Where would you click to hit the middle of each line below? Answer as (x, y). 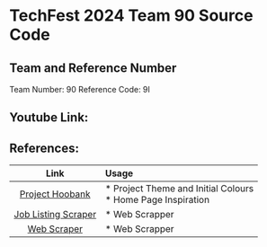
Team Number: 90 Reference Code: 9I (80, 89)
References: (44, 148)
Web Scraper (55, 229)
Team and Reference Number (93, 68)
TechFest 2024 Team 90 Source (131, 16)
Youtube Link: (49, 118)
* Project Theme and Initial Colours (179, 189)
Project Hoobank (55, 194)
